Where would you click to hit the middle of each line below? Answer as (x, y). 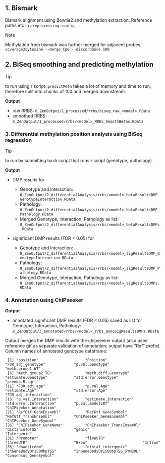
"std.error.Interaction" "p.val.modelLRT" (57, 404)
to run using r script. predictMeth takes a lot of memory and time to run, (78, 86)
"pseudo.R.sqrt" (22, 382)
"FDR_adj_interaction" (28, 395)
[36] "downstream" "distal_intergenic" (66, 447)
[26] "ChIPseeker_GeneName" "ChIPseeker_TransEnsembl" (73, 425)
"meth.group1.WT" (23, 369)
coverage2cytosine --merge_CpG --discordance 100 (57, 49)
